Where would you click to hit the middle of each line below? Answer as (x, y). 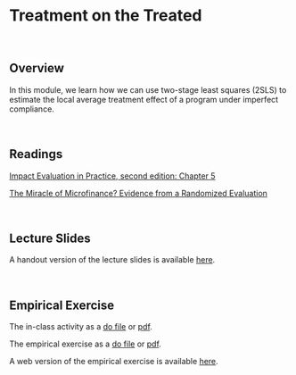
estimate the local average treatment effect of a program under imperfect (144, 99)
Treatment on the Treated (106, 16)
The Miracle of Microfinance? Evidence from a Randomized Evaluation (138, 193)
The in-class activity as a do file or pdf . (81, 327)
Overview (37, 68)
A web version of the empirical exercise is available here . (114, 362)
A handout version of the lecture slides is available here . (112, 260)
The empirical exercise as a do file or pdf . (86, 344)
